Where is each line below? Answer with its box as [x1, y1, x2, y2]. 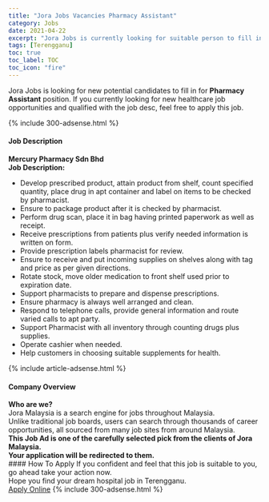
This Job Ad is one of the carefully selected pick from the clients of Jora [8, 433, 253, 444]
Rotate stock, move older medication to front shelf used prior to [19, 271, 230, 281]
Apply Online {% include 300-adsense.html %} [8, 484, 163, 494]
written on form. [19, 237, 74, 247]
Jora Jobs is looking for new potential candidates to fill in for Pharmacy [8, 86, 245, 95]
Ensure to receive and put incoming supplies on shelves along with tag [19, 254, 254, 264]
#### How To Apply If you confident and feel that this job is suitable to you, [8, 459, 258, 468]
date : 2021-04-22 [8, 26, 66, 34]
